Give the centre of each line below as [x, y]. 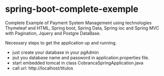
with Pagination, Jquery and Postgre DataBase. [53, 33]
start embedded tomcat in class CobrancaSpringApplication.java [78, 63]
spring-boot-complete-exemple [72, 9]
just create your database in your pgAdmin [55, 52]
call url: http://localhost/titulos [43, 68]
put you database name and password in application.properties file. [81, 57]
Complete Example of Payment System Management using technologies [78, 23]
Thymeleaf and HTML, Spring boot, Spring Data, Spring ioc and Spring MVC [82, 28]
